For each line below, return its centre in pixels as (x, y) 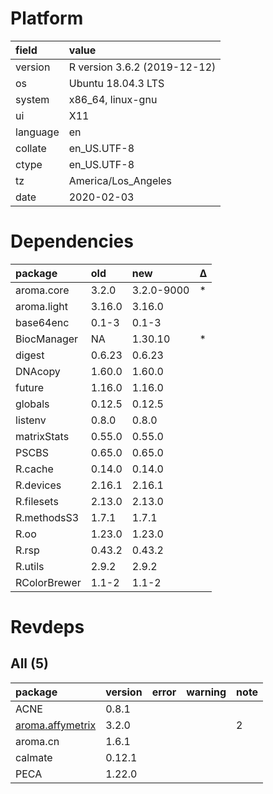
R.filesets (37, 501)
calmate (34, 757)
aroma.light (41, 306)
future (30, 387)
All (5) (29, 663)
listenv (31, 420)
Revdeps (47, 627)
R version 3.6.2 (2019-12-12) (142, 67)
